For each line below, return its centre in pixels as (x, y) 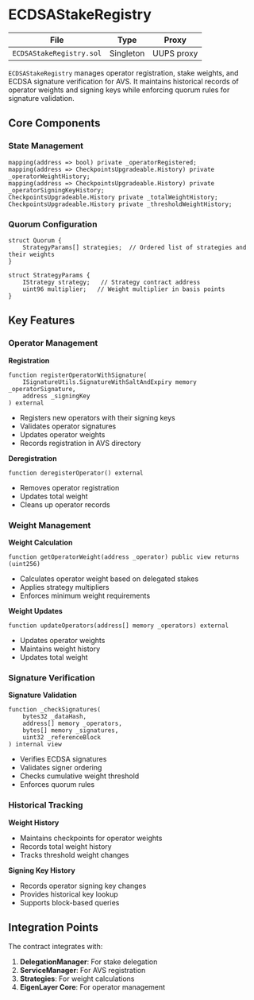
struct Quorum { (35, 240)
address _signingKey (56, 396)
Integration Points (54, 927)
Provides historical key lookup (69, 894)
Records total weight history (66, 846)
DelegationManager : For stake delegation (89, 962)
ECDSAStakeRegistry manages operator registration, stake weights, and (123, 72)
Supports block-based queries (69, 902)
